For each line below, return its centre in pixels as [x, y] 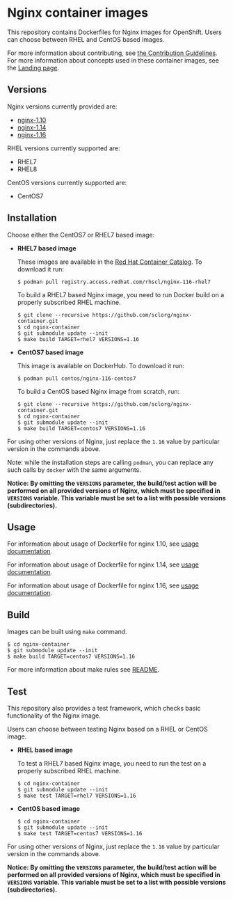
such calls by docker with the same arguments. [74, 469]
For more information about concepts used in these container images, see [113, 60]
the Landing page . [33, 68]
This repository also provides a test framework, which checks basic [104, 708]
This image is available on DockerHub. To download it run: [101, 365]
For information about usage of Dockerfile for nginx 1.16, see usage [103, 585]
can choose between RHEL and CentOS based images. [86, 39]
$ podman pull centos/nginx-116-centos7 [77, 378]
